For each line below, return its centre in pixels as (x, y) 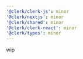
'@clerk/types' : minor (34, 33)
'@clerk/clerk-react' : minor (41, 28)
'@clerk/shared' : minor (35, 22)
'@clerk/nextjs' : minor (35, 17)
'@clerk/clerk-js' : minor (37, 11)
